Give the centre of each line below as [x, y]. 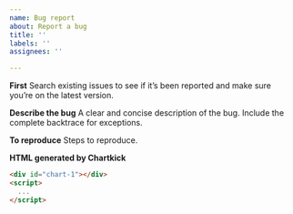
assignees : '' [36, 52]
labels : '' [30, 43]
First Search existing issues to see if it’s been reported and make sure [140, 86]
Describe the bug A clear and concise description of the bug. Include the [147, 113]
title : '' [28, 35]
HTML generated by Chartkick [68, 158]
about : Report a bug [49, 26]
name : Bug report [42, 18]
